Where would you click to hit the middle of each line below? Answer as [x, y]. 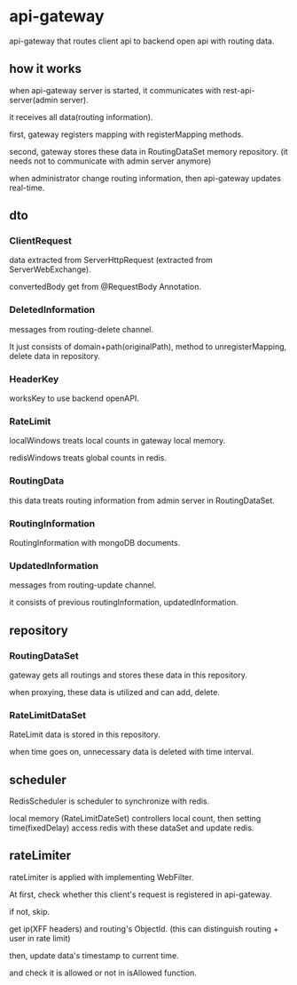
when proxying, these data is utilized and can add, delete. [114, 692]
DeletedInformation [52, 310]
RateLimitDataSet [48, 715]
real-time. [27, 188]
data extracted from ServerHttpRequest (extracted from [111, 260]
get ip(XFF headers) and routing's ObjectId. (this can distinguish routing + [144, 929]
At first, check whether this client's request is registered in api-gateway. [141, 894]
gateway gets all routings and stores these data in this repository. [129, 675]
